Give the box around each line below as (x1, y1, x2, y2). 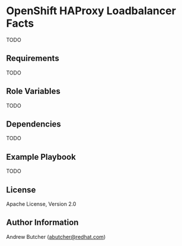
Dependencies (6, 119, 61, 129)
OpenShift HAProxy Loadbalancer (6, 4, 176, 18)
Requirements (6, 53, 59, 63)
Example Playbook (6, 152, 76, 162)
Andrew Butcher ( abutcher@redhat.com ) (6, 233, 106, 240)
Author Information (6, 218, 79, 228)
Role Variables (6, 86, 60, 96)
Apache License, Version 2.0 (6, 200, 76, 208)
